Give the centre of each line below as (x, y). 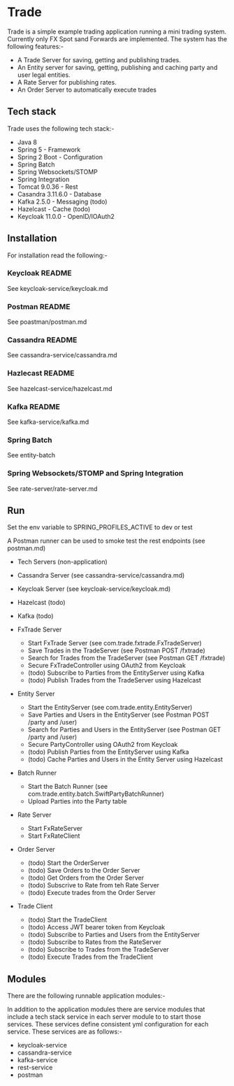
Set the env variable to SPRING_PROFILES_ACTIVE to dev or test (100, 527)
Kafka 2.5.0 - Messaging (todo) (62, 201)
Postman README (39, 306)
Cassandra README (42, 340)
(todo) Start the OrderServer (68, 863)
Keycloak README (39, 273)
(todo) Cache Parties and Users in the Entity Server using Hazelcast (125, 759)
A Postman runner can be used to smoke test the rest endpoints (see (106, 541)
